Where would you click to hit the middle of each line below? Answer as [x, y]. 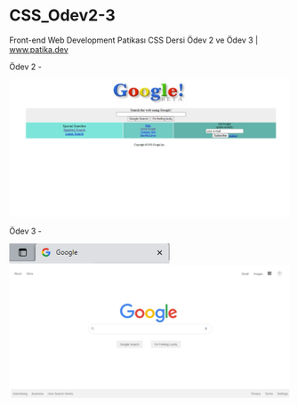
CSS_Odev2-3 [62, 16]
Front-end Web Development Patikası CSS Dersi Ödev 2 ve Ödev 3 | [134, 40]
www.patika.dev [39, 49]
